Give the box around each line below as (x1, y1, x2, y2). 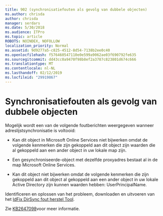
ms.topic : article (5, 35, 42, 39)
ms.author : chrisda (5, 12, 45, 17)
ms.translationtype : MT (5, 61, 54, 66)
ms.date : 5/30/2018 (5, 25, 45, 30)
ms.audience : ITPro (5, 30, 45, 35)
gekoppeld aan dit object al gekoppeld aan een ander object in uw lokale (12, 176, 159, 182)
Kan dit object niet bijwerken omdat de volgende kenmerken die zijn (12, 171, 149, 177)
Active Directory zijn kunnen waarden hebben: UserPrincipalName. (12, 181, 147, 187)
